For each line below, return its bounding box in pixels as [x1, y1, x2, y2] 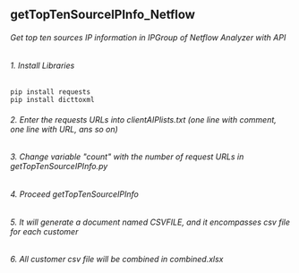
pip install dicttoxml [10, 96, 95, 105]
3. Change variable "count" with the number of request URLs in [10, 151, 244, 162]
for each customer [10, 226, 79, 236]
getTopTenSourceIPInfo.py [10, 161, 108, 172]
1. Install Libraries [10, 60, 75, 71]
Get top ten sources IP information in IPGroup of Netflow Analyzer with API [10, 31, 286, 43]
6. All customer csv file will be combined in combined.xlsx [10, 254, 224, 265]
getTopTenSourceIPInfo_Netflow [10, 7, 196, 22]
